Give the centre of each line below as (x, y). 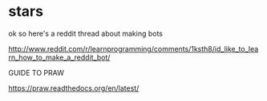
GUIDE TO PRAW (36, 72)
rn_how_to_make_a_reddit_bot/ (59, 57)
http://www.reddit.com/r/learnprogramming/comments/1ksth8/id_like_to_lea (133, 49)
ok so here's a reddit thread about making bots (85, 33)
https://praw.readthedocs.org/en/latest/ (74, 88)
